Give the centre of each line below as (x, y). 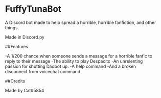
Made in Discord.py (25, 37)
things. (12, 27)
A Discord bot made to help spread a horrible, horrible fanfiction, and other (80, 22)
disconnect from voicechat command (43, 71)
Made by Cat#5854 (25, 90)
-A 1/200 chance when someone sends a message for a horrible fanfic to (79, 56)
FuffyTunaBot (33, 9)
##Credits (15, 81)
